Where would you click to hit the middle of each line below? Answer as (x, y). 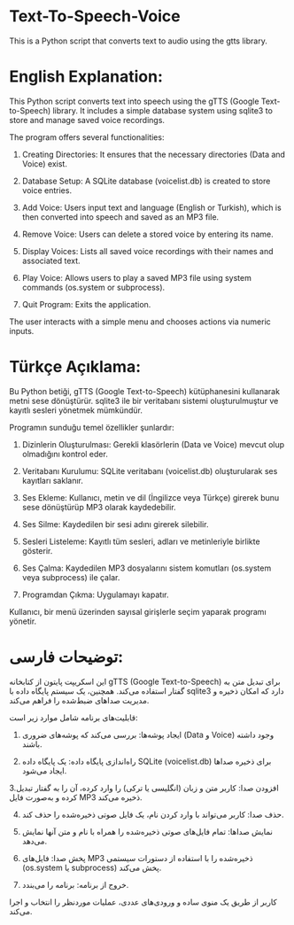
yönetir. (23, 621)
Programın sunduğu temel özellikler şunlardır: (92, 427)
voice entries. (47, 190)
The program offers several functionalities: (87, 137)
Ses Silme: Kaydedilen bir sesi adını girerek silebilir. (115, 524)
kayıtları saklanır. (53, 480)
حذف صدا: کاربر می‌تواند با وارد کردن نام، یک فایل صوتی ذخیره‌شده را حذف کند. (153, 814)
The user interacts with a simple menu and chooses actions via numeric (140, 322)
